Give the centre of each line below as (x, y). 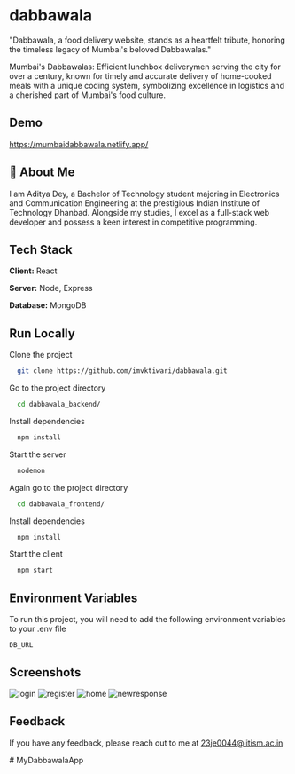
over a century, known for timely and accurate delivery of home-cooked (140, 75)
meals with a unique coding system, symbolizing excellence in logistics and (147, 85)
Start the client (36, 554)
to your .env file (38, 629)
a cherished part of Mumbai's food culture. (88, 95)
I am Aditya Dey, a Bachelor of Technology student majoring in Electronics (144, 193)
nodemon (31, 470)
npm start (35, 570)
